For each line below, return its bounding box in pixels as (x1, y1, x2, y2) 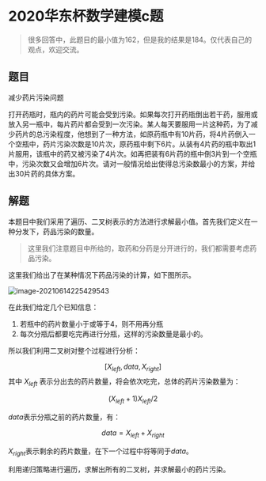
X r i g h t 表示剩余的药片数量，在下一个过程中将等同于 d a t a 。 (8, 446, 194, 457)
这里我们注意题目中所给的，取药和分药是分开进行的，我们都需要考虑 (27, 243, 250, 253)
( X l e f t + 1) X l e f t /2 (108, 394, 158, 405)
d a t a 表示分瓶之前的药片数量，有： (8, 412, 121, 422)
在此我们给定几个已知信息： (8, 302, 99, 312)
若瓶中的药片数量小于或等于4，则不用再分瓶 (19, 319, 164, 328)
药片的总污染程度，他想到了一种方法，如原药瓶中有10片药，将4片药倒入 (14, 129, 249, 138)
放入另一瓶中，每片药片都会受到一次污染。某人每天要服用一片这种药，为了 (8, 119, 251, 129)
